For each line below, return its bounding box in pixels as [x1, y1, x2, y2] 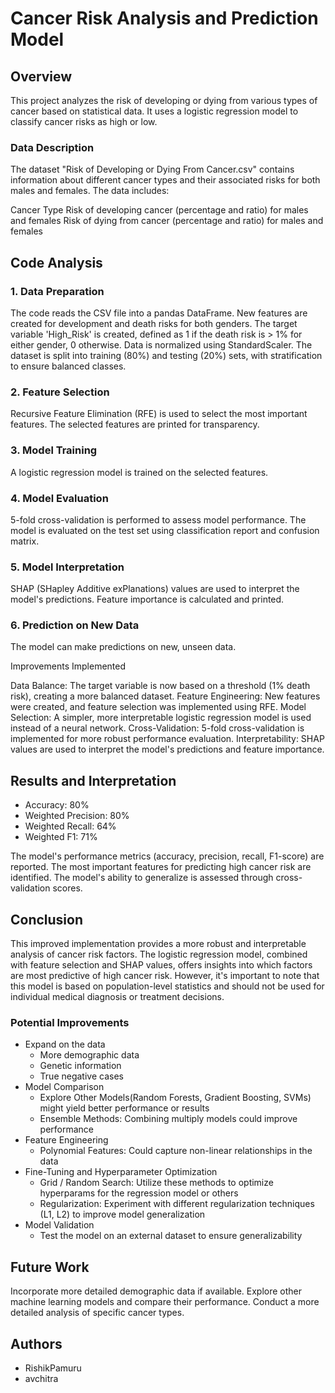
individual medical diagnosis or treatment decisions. [10, 991, 225, 1003]
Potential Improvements [10, 1016, 130, 1030]
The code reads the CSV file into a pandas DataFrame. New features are [10, 307, 308, 319]
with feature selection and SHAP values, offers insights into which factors [10, 959, 313, 971]
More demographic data [39, 1049, 140, 1061]
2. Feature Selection [10, 385, 110, 399]
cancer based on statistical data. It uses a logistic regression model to [10, 105, 299, 117]
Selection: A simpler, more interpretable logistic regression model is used [10, 712, 312, 724]
